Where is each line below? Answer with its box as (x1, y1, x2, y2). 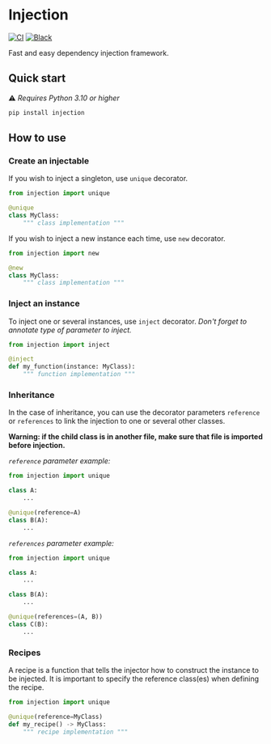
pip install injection (8, 108, 85, 116)
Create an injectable (8, 155, 90, 167)
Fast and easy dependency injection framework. (8, 48, 170, 57)
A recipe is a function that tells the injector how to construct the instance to (8, 665, 259, 674)
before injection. (8, 441, 66, 450)
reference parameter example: (8, 456, 111, 466)
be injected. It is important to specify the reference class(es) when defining (8, 674, 260, 683)
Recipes (8, 647, 41, 658)
